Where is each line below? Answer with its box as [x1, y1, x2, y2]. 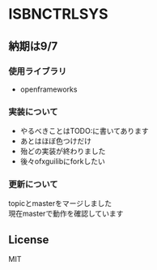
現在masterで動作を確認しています [8, 208, 124, 219]
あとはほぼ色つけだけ [19, 136, 91, 146]
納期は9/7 [8, 39, 58, 53]
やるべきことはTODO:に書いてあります [19, 126, 150, 136]
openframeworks [19, 84, 78, 94]
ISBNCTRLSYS [8, 5, 108, 24]
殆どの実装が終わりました [19, 147, 106, 156]
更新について [8, 179, 58, 191]
